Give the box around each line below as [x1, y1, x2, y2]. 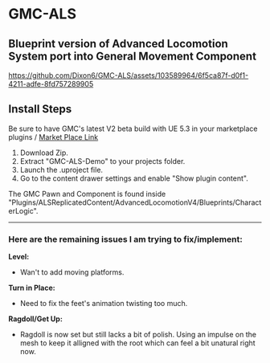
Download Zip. [19, 148, 68, 157]
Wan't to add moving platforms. [19, 267, 125, 277]
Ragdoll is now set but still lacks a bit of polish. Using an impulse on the [19, 330, 257, 340]
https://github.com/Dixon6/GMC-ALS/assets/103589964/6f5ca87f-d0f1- [8, 71, 249, 80]
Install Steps [8, 102, 72, 116]
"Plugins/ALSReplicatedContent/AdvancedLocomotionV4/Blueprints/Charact [8, 198, 262, 207]
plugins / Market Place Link [8, 132, 99, 141]
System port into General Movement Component [8, 49, 257, 63]
